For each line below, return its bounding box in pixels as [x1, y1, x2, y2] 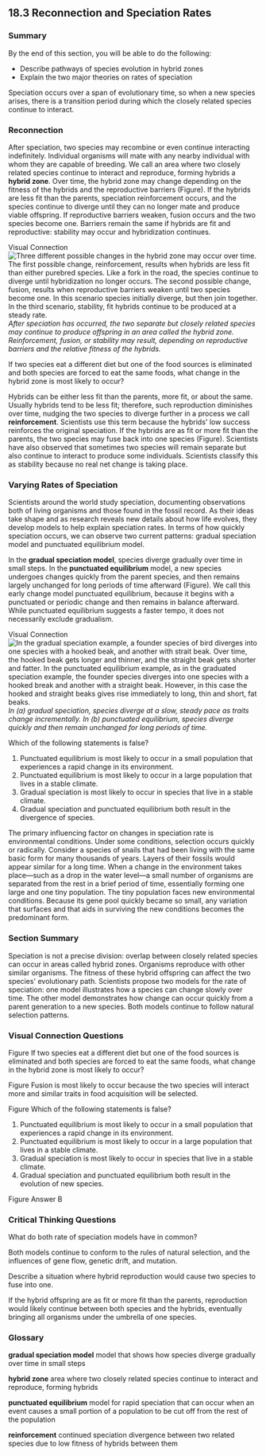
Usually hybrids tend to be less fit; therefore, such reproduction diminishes [8, 400, 253, 409]
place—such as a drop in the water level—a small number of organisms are [8, 871, 254, 880]
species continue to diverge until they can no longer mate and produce [8, 201, 241, 211]
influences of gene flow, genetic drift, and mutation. [8, 1256, 178, 1266]
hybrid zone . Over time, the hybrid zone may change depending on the [8, 176, 241, 185]
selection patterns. [8, 1010, 70, 1020]
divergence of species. [19, 813, 95, 822]
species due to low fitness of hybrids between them [8, 1438, 179, 1448]
